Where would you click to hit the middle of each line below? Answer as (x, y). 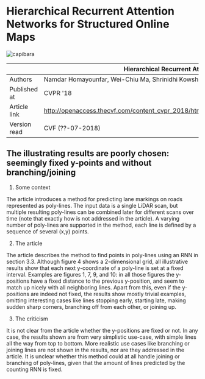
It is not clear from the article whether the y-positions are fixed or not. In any (102, 330)
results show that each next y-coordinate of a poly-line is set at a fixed (95, 268)
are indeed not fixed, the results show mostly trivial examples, (108, 294)
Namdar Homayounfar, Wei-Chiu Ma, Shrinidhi (111, 79)
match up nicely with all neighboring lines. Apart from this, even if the (94, 287)
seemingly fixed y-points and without (79, 163)
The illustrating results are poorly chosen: (88, 154)
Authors (21, 79)
